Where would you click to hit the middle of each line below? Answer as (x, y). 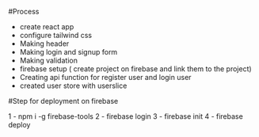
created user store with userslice (73, 86)
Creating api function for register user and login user (105, 77)
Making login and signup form (69, 52)
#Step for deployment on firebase (63, 101)
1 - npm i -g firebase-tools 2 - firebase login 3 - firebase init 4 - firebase (126, 116)
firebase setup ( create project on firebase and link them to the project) (135, 69)
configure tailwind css (56, 35)
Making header (44, 44)
